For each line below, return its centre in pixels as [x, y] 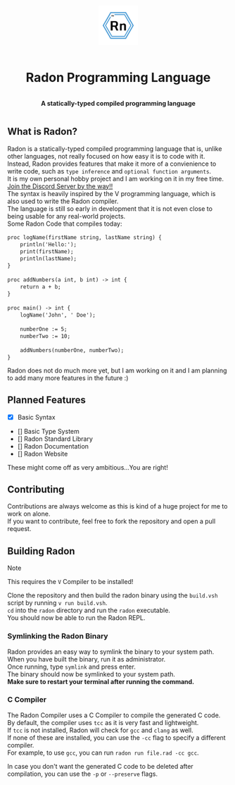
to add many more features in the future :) [68, 378]
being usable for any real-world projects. [66, 216]
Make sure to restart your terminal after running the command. [101, 681]
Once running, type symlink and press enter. [71, 667]
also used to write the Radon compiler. [63, 201]
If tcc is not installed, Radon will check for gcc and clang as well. [100, 730]
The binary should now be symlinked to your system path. [91, 674]
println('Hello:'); [49, 244]
